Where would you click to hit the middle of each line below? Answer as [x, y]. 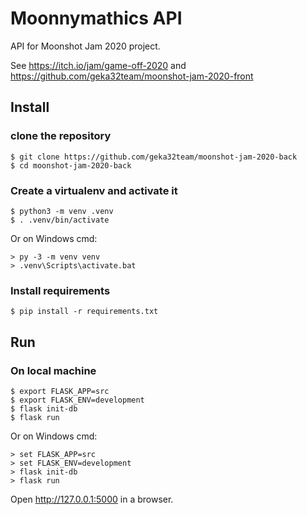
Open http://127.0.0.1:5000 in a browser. [92, 499]
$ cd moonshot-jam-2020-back [71, 165]
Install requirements [60, 290]
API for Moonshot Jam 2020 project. [85, 46]
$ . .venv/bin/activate [60, 220]
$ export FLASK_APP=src [60, 391]
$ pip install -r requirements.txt [84, 312]
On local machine [53, 370]
